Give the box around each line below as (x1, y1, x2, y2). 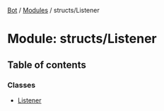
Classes (7, 80, 36, 90)
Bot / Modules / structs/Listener (7, 6, 100, 14)
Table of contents (7, 59, 86, 71)
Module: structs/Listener (7, 31, 157, 47)
